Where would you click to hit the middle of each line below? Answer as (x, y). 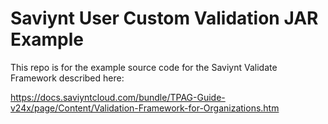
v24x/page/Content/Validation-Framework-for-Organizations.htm (145, 108)
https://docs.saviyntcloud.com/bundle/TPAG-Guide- (118, 97)
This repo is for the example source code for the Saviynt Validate (144, 67)
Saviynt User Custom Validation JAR (164, 18)
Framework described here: (67, 78)
